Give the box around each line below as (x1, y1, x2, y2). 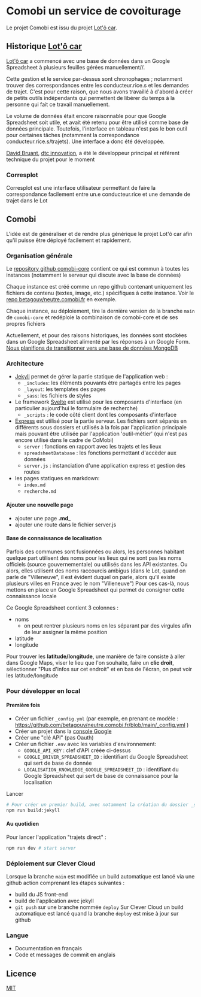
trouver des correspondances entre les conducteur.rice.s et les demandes (6, 81, 190, 89)
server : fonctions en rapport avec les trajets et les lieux (23, 443, 162, 450)
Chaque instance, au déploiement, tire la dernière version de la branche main (6, 307, 195, 315)
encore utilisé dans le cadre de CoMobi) (14, 437, 114, 444)
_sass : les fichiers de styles (23, 392, 92, 399)
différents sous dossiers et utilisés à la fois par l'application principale (14, 424, 187, 431)
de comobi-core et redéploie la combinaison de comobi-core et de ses (6, 314, 178, 321)
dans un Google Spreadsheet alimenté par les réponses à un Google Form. (6, 338, 190, 346)
